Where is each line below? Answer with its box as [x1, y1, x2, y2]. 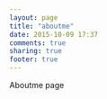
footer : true [9, 55, 58, 64]
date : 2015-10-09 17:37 [9, 30, 99, 39]
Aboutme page [9, 80, 65, 90]
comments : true [9, 38, 67, 48]
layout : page [9, 13, 58, 22]
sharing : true [9, 47, 63, 56]
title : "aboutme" [9, 22, 75, 31]
